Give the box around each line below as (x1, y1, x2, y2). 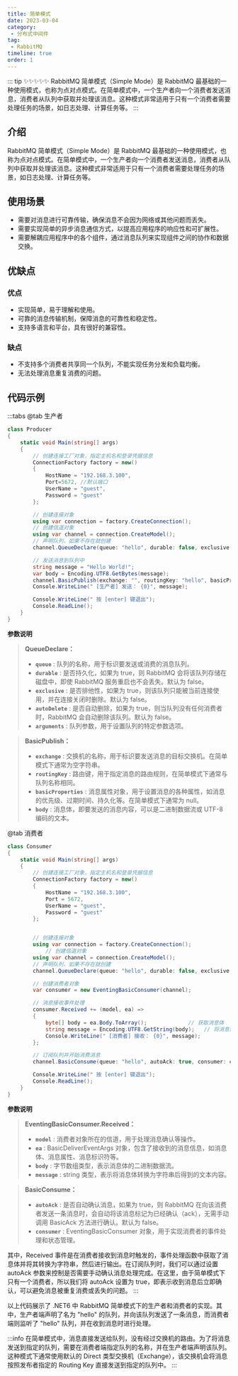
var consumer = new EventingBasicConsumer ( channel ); (33, 986, 192, 994)
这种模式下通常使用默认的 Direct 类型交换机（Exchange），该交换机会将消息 (7, 1351, 228, 1360)
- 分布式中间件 (10, 30, 49, 38)
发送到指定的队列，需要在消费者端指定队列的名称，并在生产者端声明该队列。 (7, 1343, 231, 1351)
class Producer (7, 426, 52, 433)
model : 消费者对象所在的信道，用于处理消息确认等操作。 (35, 1134, 200, 1143)
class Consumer (7, 842, 52, 850)
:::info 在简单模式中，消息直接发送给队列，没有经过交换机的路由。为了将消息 (7, 1333, 230, 1343)
